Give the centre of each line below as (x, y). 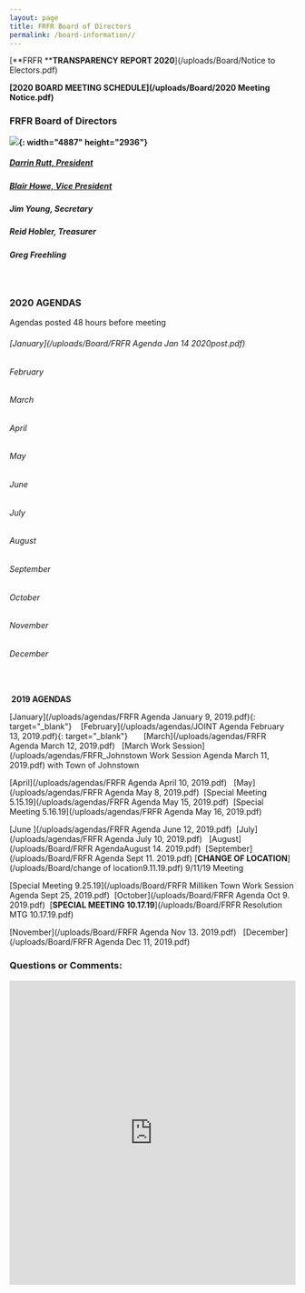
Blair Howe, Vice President (61, 185)
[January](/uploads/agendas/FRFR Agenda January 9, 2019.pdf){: (133, 717)
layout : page (34, 18)
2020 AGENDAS (45, 303)
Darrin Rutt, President (51, 163)
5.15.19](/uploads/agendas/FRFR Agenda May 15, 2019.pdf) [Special (137, 802)
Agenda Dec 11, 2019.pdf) (143, 942)
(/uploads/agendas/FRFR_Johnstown (79, 756)
